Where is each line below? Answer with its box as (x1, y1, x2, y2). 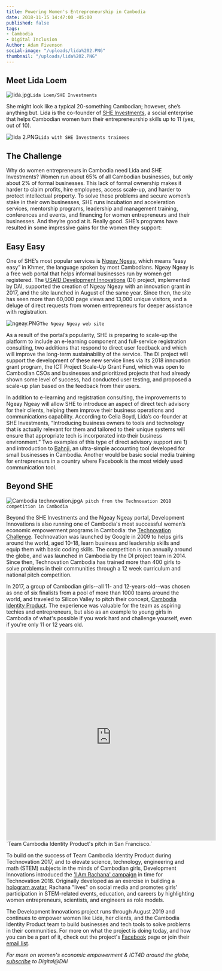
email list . (6, 939, 30, 946)
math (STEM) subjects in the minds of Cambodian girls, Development (6, 864, 177, 872)
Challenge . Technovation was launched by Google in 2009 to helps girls (6, 533, 184, 540)
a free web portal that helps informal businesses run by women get (6, 270, 172, 277)
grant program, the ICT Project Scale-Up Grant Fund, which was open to (6, 363, 185, 371)
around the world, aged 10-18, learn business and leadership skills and (6, 539, 180, 547)
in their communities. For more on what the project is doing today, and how (6, 927, 191, 934)
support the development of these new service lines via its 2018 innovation (6, 357, 191, 364)
